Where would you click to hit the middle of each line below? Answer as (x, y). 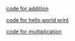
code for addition (28, 9)
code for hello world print (37, 20)
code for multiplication (34, 31)
